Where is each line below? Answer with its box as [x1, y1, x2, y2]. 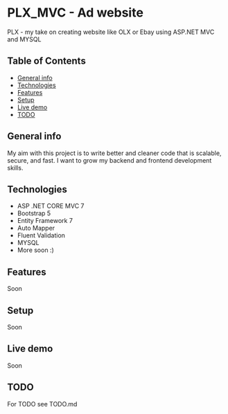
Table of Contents [7, 55, 87, 67]
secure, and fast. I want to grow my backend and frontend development [7, 156, 212, 164]
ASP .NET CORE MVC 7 [17, 202, 85, 210]
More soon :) [17, 246, 54, 254]
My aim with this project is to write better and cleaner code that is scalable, [7, 149, 222, 157]
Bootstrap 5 [17, 209, 51, 217]
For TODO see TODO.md [7, 399, 78, 408]
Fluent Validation [17, 231, 66, 240]
